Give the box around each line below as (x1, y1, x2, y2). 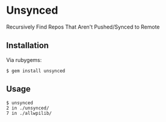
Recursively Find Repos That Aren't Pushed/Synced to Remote (6, 23, 160, 30)
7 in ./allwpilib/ (6, 110, 52, 116)
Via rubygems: (6, 56, 42, 63)
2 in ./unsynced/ (6, 105, 50, 111)
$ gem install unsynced (6, 68, 66, 74)
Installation (6, 40, 49, 51)
